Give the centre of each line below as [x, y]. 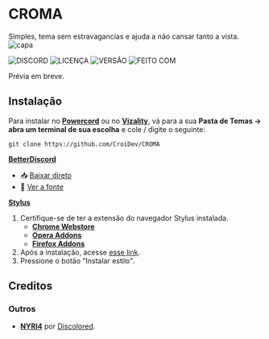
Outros [22, 309]
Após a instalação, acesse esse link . [80, 252]
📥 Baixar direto [46, 175]
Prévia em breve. [36, 76]
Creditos [31, 286]
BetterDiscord [32, 159]
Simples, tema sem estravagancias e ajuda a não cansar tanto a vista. [124, 36]
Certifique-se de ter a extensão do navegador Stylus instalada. [124, 217]
